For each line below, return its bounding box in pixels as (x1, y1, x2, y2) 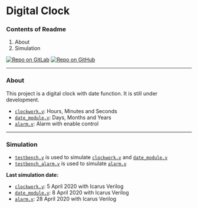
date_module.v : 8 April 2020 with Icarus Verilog (14, 189, 130, 196)
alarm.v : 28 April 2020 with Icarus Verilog (14, 196, 117, 203)
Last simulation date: (6, 171, 59, 179)
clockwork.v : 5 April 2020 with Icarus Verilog (14, 183, 124, 190)
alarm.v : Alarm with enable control (14, 120, 99, 127)
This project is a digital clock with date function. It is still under (6, 90, 158, 97)
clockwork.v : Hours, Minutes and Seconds (14, 107, 118, 114)
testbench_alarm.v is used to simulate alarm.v (14, 160, 127, 167)
